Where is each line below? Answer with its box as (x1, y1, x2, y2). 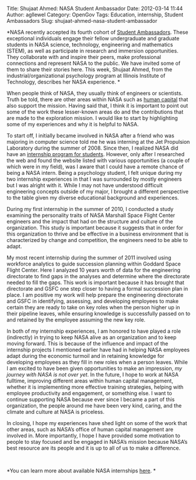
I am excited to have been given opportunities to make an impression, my (6, 365, 183, 372)
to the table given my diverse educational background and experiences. (6, 194, 180, 201)
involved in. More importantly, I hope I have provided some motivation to (6, 432, 180, 439)
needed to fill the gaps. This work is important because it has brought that (6, 279, 184, 286)
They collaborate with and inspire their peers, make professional (6, 54, 161, 60)
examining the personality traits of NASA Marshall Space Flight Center (6, 212, 176, 219)
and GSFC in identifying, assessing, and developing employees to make (6, 298, 179, 305)
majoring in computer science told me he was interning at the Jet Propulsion (6, 139, 190, 145)
